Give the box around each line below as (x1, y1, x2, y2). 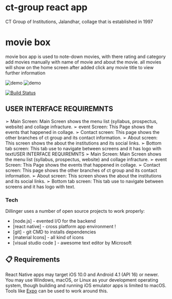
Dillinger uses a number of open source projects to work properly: (5, 208, 145, 214)
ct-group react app (5, 2, 88, 13)
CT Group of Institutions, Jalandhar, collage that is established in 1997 (5, 18, 153, 25)
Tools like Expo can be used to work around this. (5, 288, 108, 294)
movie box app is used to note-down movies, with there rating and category (5, 53, 166, 59)
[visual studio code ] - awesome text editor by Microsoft (12, 240, 132, 246)
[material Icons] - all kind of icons (12, 234, 84, 240)
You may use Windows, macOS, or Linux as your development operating (5, 276, 158, 283)
